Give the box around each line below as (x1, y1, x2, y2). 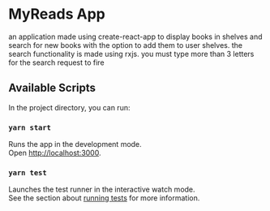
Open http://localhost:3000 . (8, 148, 101, 158)
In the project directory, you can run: (8, 102, 131, 112)
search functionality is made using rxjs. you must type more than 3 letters (8, 49, 255, 58)
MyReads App (8, 5, 105, 24)
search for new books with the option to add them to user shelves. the (8, 40, 243, 50)
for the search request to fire (8, 58, 105, 67)
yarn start (8, 123, 51, 132)
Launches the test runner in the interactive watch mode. (8, 184, 196, 195)
